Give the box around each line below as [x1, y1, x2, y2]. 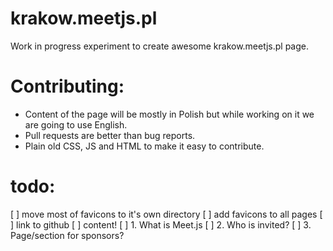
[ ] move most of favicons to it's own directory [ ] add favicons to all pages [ [10, 208, 323, 220]
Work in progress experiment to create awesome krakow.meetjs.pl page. [10, 40, 309, 52]
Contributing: [10, 75, 125, 98]
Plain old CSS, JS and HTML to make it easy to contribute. [24, 140, 265, 152]
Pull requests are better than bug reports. [24, 129, 196, 141]
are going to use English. [24, 118, 128, 131]
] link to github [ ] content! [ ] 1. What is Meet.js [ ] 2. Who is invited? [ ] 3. [10, 218, 312, 231]
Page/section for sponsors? [10, 229, 125, 241]
